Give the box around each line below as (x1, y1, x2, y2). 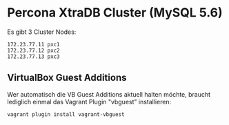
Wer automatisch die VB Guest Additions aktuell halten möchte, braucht (7, 90, 211, 98)
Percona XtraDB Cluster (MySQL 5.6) (7, 5, 223, 21)
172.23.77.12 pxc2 (7, 47, 60, 54)
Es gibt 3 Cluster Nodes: (7, 28, 77, 36)
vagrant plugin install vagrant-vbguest (7, 110, 126, 118)
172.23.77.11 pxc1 (7, 41, 60, 48)
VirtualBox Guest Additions (7, 72, 127, 84)
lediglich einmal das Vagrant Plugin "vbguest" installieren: (7, 97, 172, 106)
